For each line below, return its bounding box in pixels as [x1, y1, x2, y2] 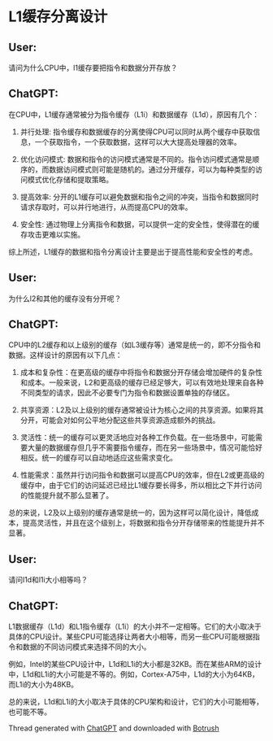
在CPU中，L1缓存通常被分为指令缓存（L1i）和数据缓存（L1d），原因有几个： [8, 109, 260, 119]
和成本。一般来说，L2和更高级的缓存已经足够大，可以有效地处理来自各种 [19, 377, 264, 387]
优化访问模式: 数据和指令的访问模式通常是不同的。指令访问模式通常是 [19, 154, 253, 163]
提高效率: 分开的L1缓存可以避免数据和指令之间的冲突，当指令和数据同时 [19, 192, 259, 202]
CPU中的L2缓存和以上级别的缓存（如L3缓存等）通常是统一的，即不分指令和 [8, 340, 262, 350]
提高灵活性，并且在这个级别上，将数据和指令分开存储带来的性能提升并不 [22, 518, 265, 528]
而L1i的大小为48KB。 [8, 680, 79, 690]
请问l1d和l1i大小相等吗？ [8, 575, 89, 585]
